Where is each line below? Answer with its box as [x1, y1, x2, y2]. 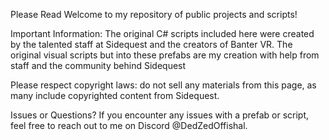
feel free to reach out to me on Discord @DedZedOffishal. [10, 120, 248, 131]
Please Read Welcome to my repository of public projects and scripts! [10, 9, 298, 20]
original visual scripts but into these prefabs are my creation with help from [10, 49, 320, 61]
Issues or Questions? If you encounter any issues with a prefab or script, [10, 109, 310, 121]
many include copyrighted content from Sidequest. [10, 90, 220, 101]
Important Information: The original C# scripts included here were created [10, 28, 315, 39]
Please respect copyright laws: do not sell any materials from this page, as [10, 79, 317, 91]
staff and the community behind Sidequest [10, 60, 187, 71]
